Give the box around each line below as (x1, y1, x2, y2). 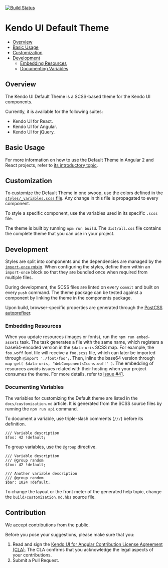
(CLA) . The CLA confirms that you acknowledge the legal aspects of (12, 546, 154, 552)
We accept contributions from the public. (5, 522, 90, 528)
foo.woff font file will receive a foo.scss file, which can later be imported (5, 350, 155, 356)
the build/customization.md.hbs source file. (5, 494, 96, 500)
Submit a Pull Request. (12, 557, 59, 563)
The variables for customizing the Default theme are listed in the (5, 395, 138, 401)
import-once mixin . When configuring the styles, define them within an (5, 264, 150, 270)
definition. (5, 420, 26, 427)
